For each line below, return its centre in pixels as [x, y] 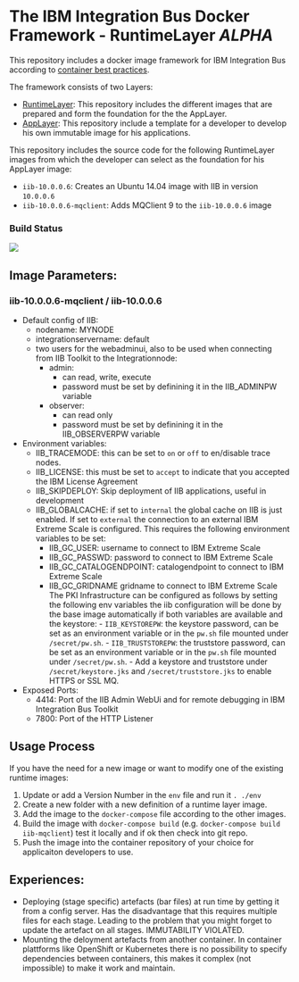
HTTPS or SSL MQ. [83, 680]
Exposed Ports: [50, 690]
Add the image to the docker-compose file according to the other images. [154, 813]
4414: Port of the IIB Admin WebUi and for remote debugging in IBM [160, 699]
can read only [87, 415]
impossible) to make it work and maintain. [99, 968]
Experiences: [47, 880]
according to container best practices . [79, 70]
